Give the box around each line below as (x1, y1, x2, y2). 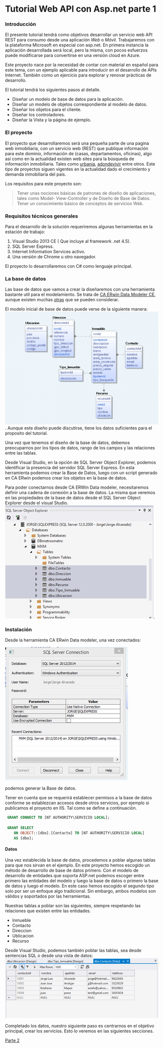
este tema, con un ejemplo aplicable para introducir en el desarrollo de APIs (5, 67, 157, 73)
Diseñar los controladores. (12, 112, 65, 118)
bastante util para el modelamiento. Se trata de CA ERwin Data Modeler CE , (5, 292, 156, 297)
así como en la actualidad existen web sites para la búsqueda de (5, 156, 135, 162)
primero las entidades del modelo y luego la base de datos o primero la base (5, 878, 159, 883)
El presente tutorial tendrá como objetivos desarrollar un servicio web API (5, 32, 153, 37)
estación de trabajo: (5, 229, 45, 235)
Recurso (12, 938, 29, 944)
